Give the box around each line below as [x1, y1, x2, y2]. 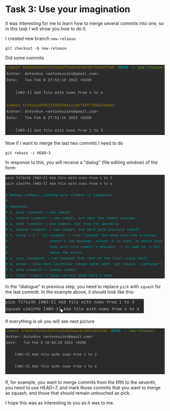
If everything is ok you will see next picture [5, 318, 95, 325]
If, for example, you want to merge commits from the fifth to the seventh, [5, 379, 157, 385]
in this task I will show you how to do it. [5, 25, 87, 31]
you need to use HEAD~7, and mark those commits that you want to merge [5, 385, 161, 391]
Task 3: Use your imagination [5, 4, 131, 15]
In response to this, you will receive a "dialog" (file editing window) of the [5, 159, 158, 165]
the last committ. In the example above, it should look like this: [5, 289, 135, 295]
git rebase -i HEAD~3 [5, 151, 51, 156]
